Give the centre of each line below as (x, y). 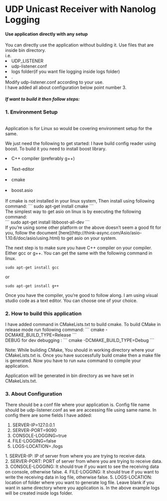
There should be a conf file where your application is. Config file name (78, 405)
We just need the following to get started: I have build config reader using (81, 143)
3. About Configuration (34, 393)
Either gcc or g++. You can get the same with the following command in (79, 253)
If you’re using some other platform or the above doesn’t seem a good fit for (83, 227)
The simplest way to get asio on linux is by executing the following (73, 211)
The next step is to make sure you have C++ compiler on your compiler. (79, 247)
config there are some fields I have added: (49, 415)
